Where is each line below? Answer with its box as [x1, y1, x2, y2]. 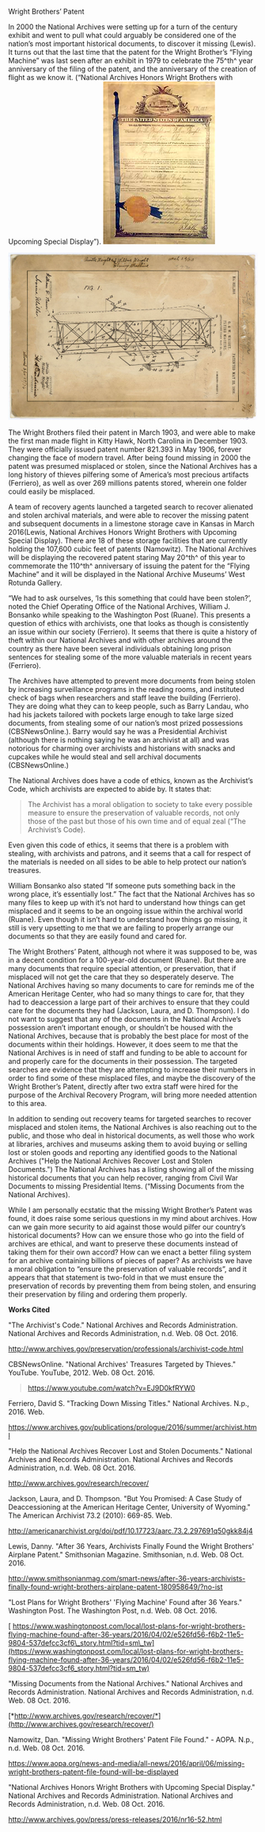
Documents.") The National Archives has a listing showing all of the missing [8, 1164, 255, 1173]
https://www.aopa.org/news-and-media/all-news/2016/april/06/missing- [8, 1758, 245, 1768]
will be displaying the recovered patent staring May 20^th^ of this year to [8, 552, 245, 562]
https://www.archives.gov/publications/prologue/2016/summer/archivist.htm [8, 1422, 257, 1431]
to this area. [8, 1098, 47, 1108]
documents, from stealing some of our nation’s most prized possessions [8, 718, 244, 728]
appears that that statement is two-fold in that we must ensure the [8, 1273, 224, 1282]
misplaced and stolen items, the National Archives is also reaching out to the [8, 1122, 257, 1131]
